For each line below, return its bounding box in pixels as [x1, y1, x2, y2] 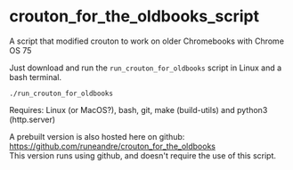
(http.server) [9, 114, 56, 125]
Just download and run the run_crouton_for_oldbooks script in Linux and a [9, 62, 282, 73]
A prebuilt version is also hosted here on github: [9, 131, 185, 142]
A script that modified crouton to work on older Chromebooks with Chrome [9, 36, 285, 46]
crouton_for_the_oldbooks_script [9, 6, 260, 27]
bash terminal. [9, 71, 62, 82]
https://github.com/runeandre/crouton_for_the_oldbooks [9, 141, 216, 151]
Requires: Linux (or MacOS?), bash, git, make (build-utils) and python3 [9, 104, 268, 115]
